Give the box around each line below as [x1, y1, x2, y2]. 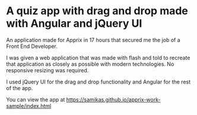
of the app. [6, 84, 33, 91]
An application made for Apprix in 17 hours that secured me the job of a [6, 36, 181, 43]
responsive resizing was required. [6, 66, 89, 74]
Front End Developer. [6, 43, 58, 50]
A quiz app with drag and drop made [6, 4, 189, 18]
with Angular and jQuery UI [6, 17, 142, 30]
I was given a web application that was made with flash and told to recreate [6, 54, 190, 61]
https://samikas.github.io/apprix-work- [66, 96, 161, 103]
